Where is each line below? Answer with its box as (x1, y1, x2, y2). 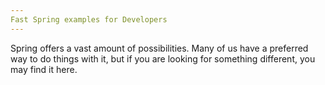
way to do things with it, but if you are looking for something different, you (10, 52, 316, 65)
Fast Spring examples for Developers (10, 14, 168, 25)
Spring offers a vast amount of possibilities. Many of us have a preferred (10, 42, 309, 54)
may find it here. (10, 63, 78, 75)
